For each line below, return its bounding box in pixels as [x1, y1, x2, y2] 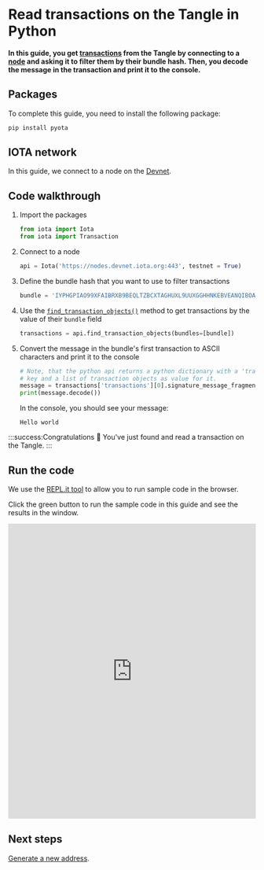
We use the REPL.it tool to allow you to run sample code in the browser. [8, 484, 239, 493]
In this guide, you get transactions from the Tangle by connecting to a [8, 48, 240, 57]
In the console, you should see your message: [19, 404, 169, 413]
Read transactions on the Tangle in [8, 6, 240, 24]
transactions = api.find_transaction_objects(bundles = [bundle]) [19, 329, 235, 337]
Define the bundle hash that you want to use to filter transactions [19, 276, 230, 286]
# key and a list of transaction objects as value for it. [19, 374, 218, 382]
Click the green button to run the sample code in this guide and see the [8, 500, 238, 509]
